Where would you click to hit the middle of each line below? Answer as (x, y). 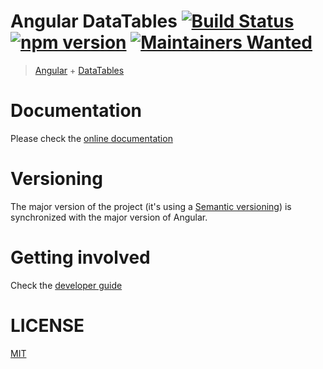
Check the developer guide (66, 285)
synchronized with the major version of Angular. (109, 217)
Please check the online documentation (91, 138)
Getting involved (80, 257)
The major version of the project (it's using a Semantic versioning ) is (151, 206)
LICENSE (47, 325)
